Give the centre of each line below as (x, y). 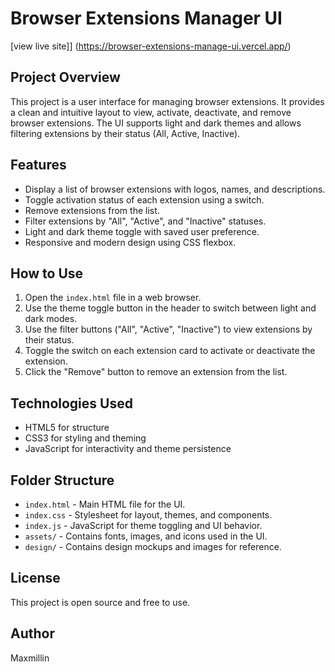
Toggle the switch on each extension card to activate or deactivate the (170, 351)
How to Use (47, 273)
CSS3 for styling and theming (85, 438)
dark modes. (51, 319)
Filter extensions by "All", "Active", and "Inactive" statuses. (145, 221)
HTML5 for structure (67, 428)
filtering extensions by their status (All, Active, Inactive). (125, 133)
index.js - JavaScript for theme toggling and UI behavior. (143, 525)
